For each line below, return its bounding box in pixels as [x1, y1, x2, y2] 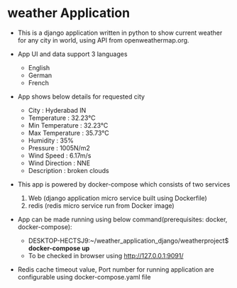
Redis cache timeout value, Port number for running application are [17, 265, 214, 274]
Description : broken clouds [28, 166, 109, 175]
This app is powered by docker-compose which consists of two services [17, 179, 231, 189]
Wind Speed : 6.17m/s [28, 151, 92, 160]
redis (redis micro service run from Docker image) [28, 201, 175, 210]
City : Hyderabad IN [28, 106, 87, 114]
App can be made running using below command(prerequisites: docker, [17, 215, 228, 223]
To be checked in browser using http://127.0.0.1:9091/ [28, 251, 184, 260]
